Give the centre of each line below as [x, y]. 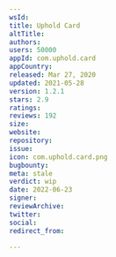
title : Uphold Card [45, 26]
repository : [31, 140]
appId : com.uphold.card [53, 58]
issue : [21, 148]
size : [19, 125]
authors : [25, 42]
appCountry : [31, 67]
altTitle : [27, 34]
